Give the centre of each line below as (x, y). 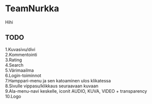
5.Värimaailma (19, 70)
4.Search (14, 65)
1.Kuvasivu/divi (20, 49)
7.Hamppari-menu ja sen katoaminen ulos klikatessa (58, 80)
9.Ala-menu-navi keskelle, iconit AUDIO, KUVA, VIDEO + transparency (76, 91)
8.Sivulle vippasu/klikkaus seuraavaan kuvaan (52, 86)
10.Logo (13, 96)
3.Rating (14, 60)
